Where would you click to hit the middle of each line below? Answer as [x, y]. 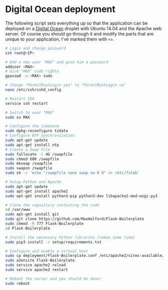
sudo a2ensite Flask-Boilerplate [40, 260]
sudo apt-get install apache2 [37, 191]
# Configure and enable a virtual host [47, 251]
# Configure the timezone [32, 126]
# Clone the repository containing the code [52, 205]
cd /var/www [17, 210]
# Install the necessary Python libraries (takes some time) [70, 237]
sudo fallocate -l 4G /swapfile [39, 154]
